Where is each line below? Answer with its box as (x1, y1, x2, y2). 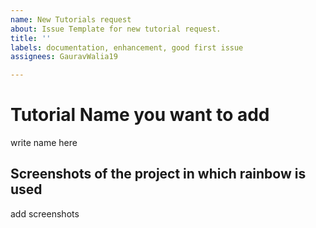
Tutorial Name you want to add (10, 104, 270, 126)
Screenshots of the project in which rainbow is (10, 166, 307, 183)
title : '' (10, 33, 52, 43)
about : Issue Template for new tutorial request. (10, 24, 222, 34)
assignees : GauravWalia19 (10, 52, 118, 62)
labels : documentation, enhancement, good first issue (10, 42, 244, 53)
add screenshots (10, 207, 80, 220)
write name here (10, 137, 78, 149)
